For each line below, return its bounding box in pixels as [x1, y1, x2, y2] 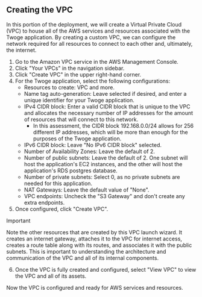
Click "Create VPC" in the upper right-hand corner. [14, 70, 142, 78]
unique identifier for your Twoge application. [24, 96, 134, 104]
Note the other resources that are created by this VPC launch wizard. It [6, 228, 183, 236]
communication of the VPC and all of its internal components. [6, 254, 159, 261]
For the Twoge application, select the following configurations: [14, 77, 171, 84]
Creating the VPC [6, 5, 74, 15]
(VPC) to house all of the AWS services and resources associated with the [6, 27, 191, 34]
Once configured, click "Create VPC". [14, 205, 109, 213]
